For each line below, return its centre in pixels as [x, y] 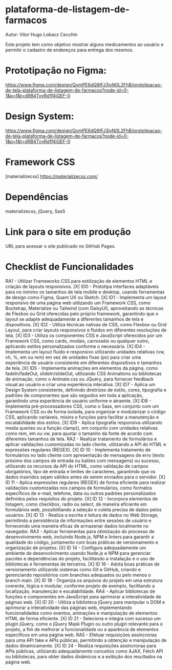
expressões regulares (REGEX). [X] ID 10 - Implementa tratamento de [78, 450]
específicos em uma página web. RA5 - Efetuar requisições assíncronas [81, 635]
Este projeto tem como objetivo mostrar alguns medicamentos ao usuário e [84, 44]
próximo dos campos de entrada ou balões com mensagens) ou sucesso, [83, 460]
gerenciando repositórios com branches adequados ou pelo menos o [78, 575]
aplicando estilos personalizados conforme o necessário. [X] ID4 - [76, 346]
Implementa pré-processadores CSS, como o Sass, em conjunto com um [82, 406]
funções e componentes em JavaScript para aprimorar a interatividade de [83, 596]
